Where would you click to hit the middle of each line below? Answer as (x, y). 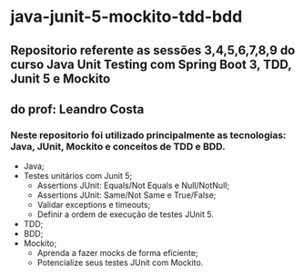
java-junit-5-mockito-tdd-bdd (127, 17)
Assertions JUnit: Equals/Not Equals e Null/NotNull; (133, 186)
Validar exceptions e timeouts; (94, 205)
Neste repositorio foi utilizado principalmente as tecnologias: (148, 135)
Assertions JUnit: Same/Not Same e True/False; (127, 195)
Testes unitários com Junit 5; (78, 176)
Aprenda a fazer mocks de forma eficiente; (117, 253)
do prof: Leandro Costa (77, 109)
